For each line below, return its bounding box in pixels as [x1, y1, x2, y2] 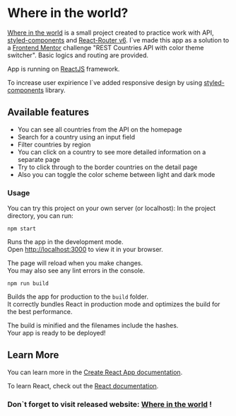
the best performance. [7, 308, 73, 316]
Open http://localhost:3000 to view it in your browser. [7, 245, 164, 254]
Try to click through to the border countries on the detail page [17, 163, 198, 171]
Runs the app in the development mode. [7, 238, 124, 246]
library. [45, 86, 66, 94]
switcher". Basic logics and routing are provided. [7, 51, 149, 59]
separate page [17, 155, 60, 163]
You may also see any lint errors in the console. [7, 267, 145, 275]
